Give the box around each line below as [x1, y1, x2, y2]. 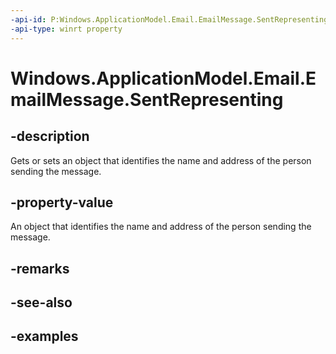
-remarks [10, 260, 70, 277]
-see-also [10, 294, 73, 311]
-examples [10, 328, 79, 345]
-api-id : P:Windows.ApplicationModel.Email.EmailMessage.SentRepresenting [10, 14, 329, 25]
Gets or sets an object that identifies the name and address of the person [10, 154, 312, 166]
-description [10, 128, 90, 145]
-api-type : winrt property [10, 24, 123, 34]
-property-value [10, 194, 114, 211]
